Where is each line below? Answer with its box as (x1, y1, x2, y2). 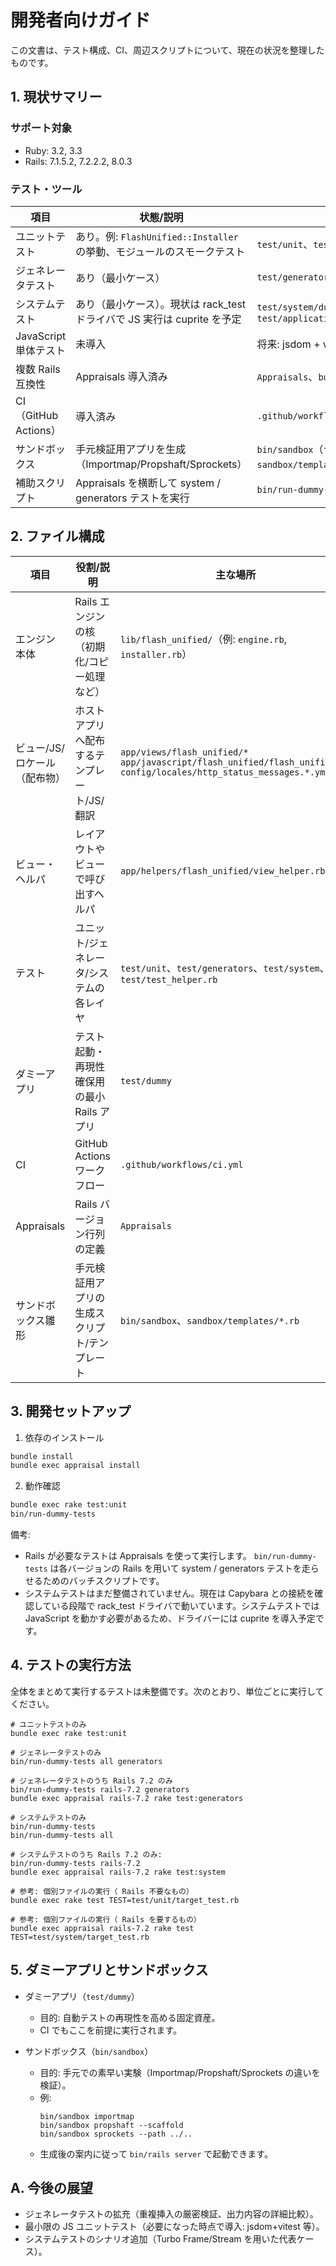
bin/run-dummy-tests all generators (10, 1756, 163, 1766)
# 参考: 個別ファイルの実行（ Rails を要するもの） (10, 1914, 202, 1925)
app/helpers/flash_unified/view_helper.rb (120, 865, 326, 876)
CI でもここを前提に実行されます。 (39, 2024, 183, 2036)
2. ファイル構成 (10, 528, 105, 545)
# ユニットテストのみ (10, 1719, 87, 1730)
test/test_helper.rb (120, 974, 218, 985)
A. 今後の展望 (10, 2180, 94, 2197)
